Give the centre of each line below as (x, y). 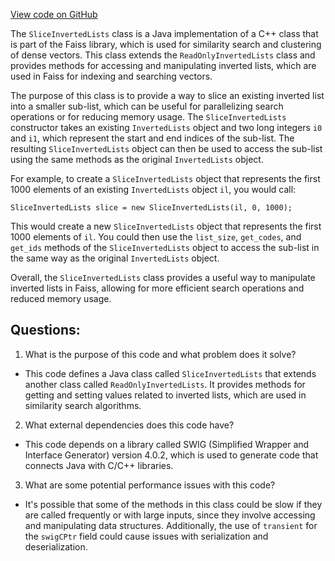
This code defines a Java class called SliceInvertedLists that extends (170, 373)
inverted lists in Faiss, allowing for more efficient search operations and (157, 288)
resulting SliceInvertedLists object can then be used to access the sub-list (166, 148)
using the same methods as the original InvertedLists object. (137, 159)
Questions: (45, 330)
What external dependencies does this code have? (129, 425)
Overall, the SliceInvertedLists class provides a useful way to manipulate (163, 277)
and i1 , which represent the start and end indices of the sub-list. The (152, 138)
